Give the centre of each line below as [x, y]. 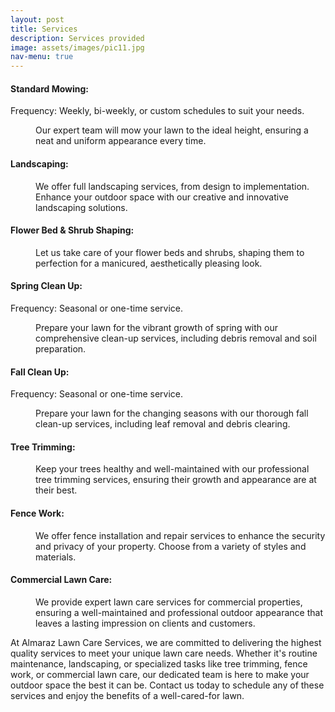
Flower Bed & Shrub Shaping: [72, 230]
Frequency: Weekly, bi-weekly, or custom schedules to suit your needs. [157, 111]
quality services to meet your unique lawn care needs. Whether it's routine [164, 653]
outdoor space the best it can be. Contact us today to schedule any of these [167, 685]
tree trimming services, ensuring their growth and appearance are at [176, 480]
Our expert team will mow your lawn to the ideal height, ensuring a [172, 130]
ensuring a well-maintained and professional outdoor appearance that [179, 612]
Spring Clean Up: [46, 286]
